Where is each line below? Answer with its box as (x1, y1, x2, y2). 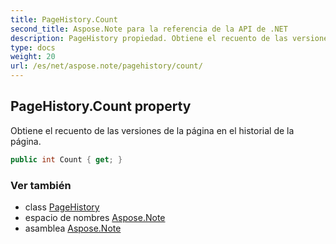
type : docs (10, 42, 56, 53)
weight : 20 (10, 52, 56, 62)
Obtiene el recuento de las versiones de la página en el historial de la (10, 124, 295, 136)
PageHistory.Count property (10, 98, 192, 115)
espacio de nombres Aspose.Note (24, 211, 166, 223)
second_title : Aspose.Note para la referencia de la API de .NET (10, 24, 288, 34)
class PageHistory (24, 201, 100, 213)
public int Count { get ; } (10, 154, 123, 165)
